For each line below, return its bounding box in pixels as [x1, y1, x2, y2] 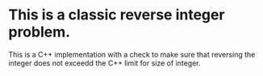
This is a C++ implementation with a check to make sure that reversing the [8, 49, 256, 59]
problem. [8, 23, 71, 41]
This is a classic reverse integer [8, 6, 225, 24]
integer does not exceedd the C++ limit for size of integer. [8, 58, 201, 68]
